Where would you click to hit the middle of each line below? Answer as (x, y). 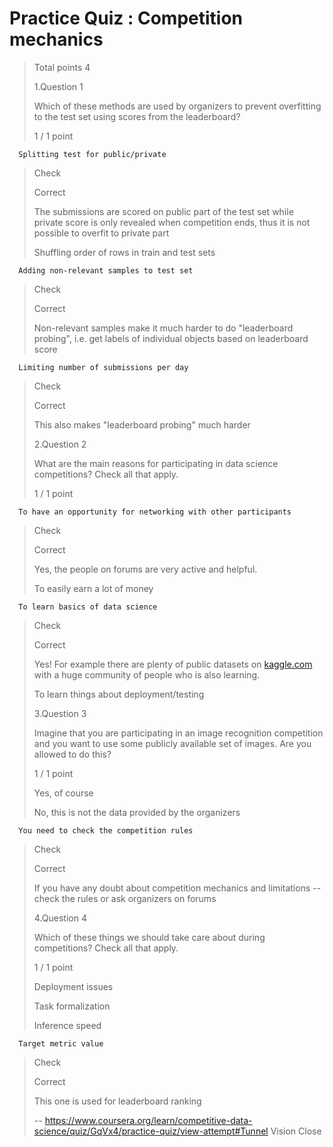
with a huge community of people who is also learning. (147, 674)
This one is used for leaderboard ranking (117, 1101)
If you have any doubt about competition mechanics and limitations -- (177, 888)
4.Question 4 (60, 918)
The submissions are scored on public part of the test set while (163, 211)
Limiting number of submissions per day (103, 367)
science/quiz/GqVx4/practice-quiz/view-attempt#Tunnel (151, 1131)
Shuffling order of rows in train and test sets (124, 252)
